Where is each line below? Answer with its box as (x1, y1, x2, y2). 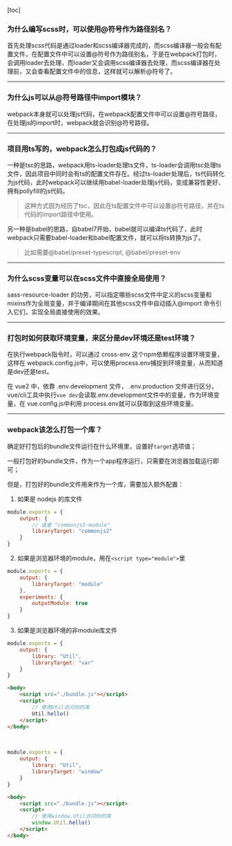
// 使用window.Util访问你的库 (32, 813, 112, 820)
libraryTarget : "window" (32, 769, 104, 775)
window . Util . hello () (32, 819, 91, 827)
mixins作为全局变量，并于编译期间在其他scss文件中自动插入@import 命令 (7, 299, 216, 308)
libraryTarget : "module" (32, 581, 104, 587)
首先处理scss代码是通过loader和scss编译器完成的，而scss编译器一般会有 (7, 41, 216, 50)
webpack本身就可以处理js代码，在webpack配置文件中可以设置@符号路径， (7, 110, 221, 118)
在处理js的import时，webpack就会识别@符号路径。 (7, 118, 153, 126)
